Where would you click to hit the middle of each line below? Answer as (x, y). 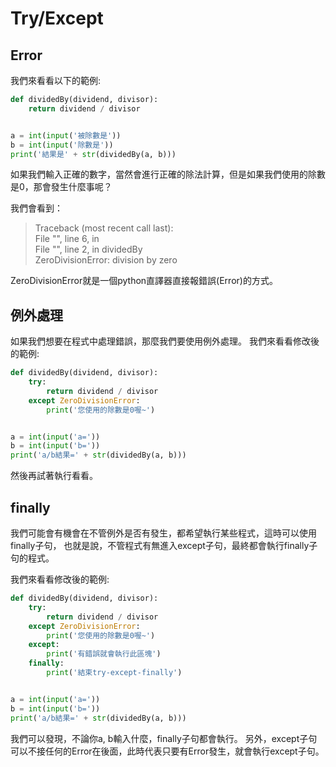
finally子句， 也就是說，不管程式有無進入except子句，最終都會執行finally (160, 545)
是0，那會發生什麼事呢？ (61, 187)
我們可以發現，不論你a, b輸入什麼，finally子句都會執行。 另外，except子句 (164, 738)
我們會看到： (36, 208)
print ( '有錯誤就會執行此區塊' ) (104, 654)
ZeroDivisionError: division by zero (106, 260)
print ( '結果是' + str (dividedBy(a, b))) (93, 154)
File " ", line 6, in (67, 239)
